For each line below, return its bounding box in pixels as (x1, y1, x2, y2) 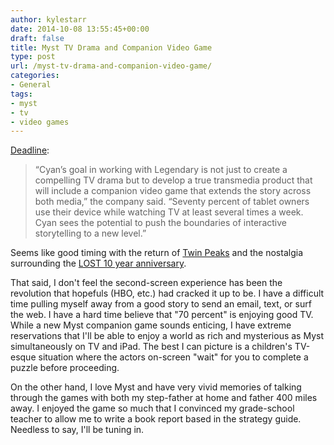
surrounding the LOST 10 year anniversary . (10, 257, 187, 270)
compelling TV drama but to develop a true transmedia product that (34, 174, 313, 186)
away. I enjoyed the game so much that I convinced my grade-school (10, 402, 295, 415)
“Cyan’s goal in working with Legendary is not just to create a (34, 164, 288, 176)
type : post (10, 52, 56, 62)
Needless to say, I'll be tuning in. (10, 424, 145, 436)
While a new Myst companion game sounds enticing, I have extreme (10, 319, 292, 331)
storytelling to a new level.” (34, 227, 147, 240)
